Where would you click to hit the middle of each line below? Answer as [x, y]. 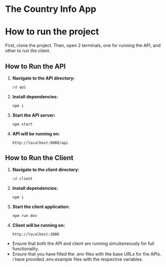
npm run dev [25, 216]
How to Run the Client [39, 157]
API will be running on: [36, 133]
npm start [23, 124]
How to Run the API [35, 66]
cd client [23, 179]
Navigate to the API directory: [44, 78]
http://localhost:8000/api [40, 143]
